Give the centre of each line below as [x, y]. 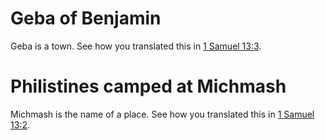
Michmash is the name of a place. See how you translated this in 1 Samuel [162, 114]
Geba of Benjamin [86, 18]
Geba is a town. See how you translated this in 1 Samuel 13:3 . [136, 46]
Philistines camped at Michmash [148, 86]
